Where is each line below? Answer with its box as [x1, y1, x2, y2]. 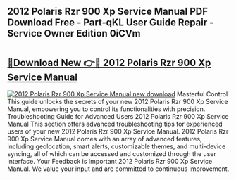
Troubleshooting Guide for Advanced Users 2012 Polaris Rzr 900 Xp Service [7, 112, 229, 120]
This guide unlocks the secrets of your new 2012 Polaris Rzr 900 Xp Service [7, 98, 228, 105]
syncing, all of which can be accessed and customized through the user [7, 150, 216, 157]
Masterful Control [177, 90, 228, 98]
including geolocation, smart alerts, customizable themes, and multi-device [7, 142, 226, 150]
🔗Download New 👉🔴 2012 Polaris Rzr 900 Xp [7, 56, 211, 69]
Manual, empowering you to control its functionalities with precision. [7, 105, 206, 113]
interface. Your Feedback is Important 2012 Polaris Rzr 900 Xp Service [7, 157, 213, 165]
